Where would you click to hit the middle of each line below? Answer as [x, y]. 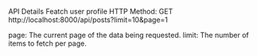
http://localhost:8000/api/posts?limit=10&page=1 [88, 20]
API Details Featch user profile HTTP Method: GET [91, 11]
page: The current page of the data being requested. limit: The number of [128, 35]
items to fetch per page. [48, 43]
